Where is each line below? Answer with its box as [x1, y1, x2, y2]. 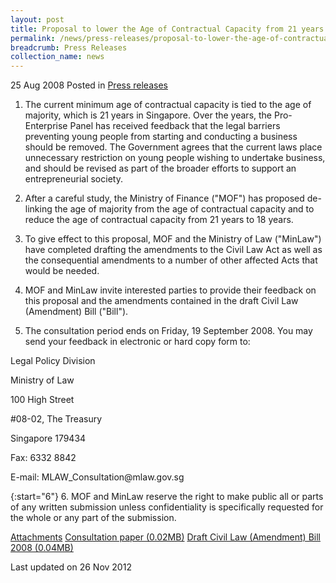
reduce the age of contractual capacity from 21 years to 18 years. [24, 214, 294, 226]
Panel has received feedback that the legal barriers [69, 120, 281, 132]
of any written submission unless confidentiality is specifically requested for [10, 501, 324, 513]
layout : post [10, 14, 65, 25]
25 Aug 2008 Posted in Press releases [10, 79, 168, 91]
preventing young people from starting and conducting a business [24, 131, 298, 143]
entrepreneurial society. [24, 173, 123, 185]
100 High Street [10, 394, 75, 406]
